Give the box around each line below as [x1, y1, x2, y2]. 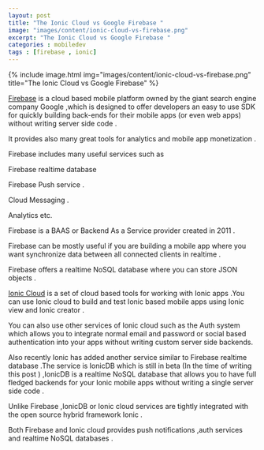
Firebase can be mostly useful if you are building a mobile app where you [8, 242, 247, 250]
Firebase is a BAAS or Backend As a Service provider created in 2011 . [8, 226, 236, 235]
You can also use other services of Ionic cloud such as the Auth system [8, 321, 240, 330]
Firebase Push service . [8, 180, 85, 189]
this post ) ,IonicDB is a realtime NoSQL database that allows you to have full [8, 369, 257, 379]
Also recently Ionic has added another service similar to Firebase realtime [8, 353, 247, 362]
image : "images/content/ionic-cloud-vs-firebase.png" [8, 26, 189, 34]
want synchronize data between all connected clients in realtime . [8, 249, 221, 259]
